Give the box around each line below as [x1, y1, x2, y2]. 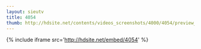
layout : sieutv [6, 8, 44, 15]
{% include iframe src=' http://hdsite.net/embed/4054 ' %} [6, 36, 148, 44]
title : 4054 [6, 14, 36, 20]
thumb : [6, 20, 23, 26]
